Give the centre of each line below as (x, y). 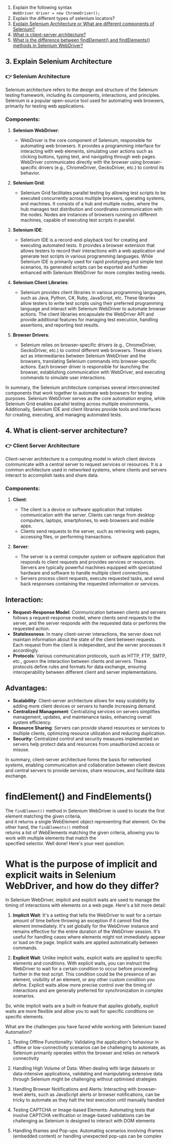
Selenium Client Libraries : (41, 282)
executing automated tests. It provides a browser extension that (88, 245)
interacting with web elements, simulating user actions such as (87, 151)
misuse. (21, 750)
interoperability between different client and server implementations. (85, 672)
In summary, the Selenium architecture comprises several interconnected (82, 387)
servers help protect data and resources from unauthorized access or (86, 744)
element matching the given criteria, (43, 816)
